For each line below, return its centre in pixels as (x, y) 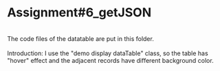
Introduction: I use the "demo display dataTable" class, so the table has (108, 53)
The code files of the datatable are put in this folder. (81, 38)
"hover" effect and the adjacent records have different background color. (111, 60)
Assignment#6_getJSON (79, 13)
